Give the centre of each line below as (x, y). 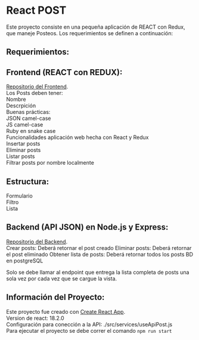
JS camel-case (25, 125)
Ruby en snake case (31, 131)
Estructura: (28, 182)
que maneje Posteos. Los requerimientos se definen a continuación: (90, 33)
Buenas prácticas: (28, 112)
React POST (36, 10)
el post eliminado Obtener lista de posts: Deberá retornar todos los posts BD (100, 254)
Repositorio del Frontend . (37, 86)
